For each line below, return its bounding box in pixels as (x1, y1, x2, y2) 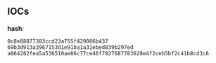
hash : (7, 24, 25, 32)
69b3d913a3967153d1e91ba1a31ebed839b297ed (7, 43, 134, 51)
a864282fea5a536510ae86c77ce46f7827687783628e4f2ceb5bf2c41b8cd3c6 (7, 50, 210, 57)
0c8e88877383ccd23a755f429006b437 (7, 38, 109, 45)
